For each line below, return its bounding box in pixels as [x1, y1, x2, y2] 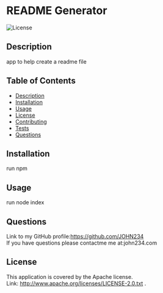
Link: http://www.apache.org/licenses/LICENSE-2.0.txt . [6, 280, 147, 287]
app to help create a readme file [6, 57, 87, 65]
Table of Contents [6, 76, 76, 86]
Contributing [15, 117, 47, 125]
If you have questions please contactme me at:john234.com [6, 239, 158, 247]
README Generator [6, 4, 107, 18]
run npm [6, 165, 27, 172]
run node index [6, 199, 45, 206]
